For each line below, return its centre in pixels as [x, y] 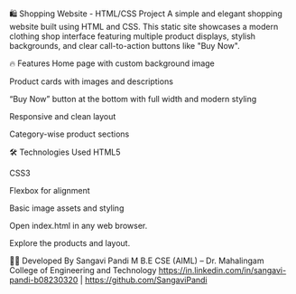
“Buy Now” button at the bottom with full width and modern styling [133, 99]
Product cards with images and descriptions [92, 81]
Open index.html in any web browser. [79, 226]
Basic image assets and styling [67, 208]
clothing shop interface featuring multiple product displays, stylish [132, 36]
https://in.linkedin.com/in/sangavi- [222, 270]
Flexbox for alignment [50, 190]
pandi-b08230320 [44, 280]
